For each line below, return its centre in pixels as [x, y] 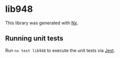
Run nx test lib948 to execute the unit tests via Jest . [60, 50]
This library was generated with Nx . [42, 23]
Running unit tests [34, 38]
